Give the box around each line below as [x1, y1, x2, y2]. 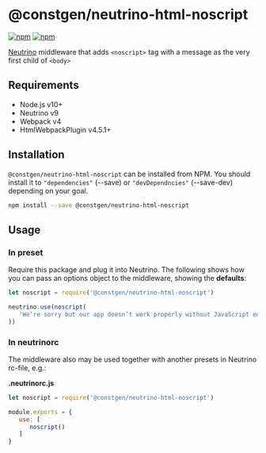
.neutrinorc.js [8, 378, 55, 388]
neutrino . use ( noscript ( [8, 303, 87, 311]
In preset [8, 247, 44, 258]
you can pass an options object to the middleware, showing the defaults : [8, 274, 247, 283]
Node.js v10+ [19, 99, 63, 109]
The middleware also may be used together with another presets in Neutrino [8, 355, 257, 364]
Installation [8, 148, 65, 162]
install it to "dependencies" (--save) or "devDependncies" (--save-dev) [8, 177, 234, 187]
